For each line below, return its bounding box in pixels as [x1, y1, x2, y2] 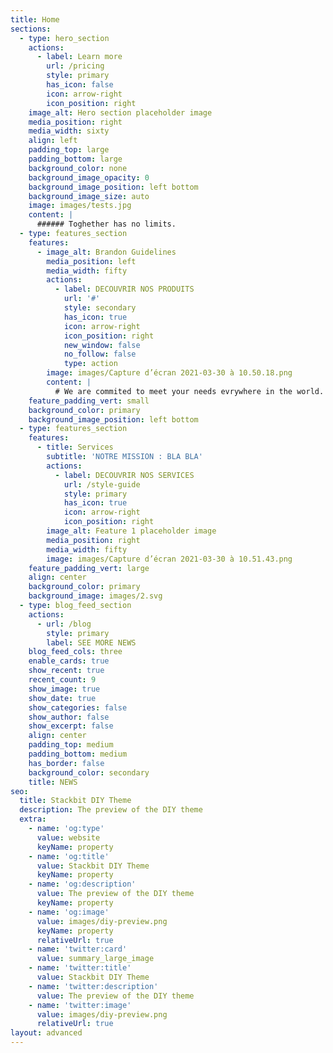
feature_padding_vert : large [28, 563, 150, 573]
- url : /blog [36, 619, 92, 629]
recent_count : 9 [28, 675, 97, 685]
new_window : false [63, 340, 141, 350]
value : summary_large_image [36, 954, 155, 964]
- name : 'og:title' [28, 851, 110, 861]
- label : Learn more [36, 52, 123, 62]
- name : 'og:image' [28, 907, 110, 917]
